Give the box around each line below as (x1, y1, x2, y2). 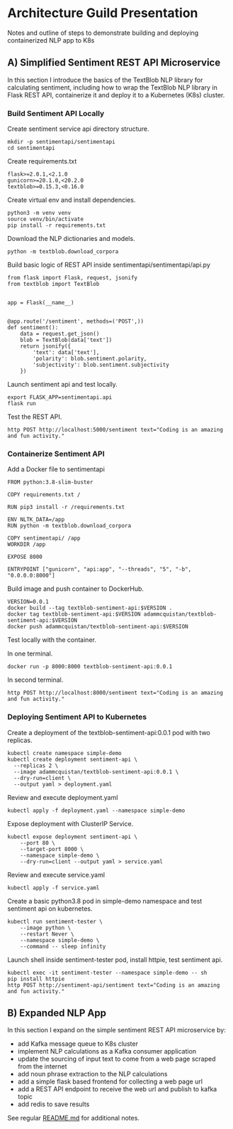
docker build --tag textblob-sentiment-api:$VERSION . (7, 604, 173, 612)
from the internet (17, 1062, 67, 1071)
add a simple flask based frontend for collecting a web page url (17, 1077, 203, 1086)
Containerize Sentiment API (7, 449, 105, 459)
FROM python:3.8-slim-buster (7, 478, 93, 486)
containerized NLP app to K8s (7, 36, 95, 44)
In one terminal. (7, 649, 53, 658)
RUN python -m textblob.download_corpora (7, 523, 132, 530)
